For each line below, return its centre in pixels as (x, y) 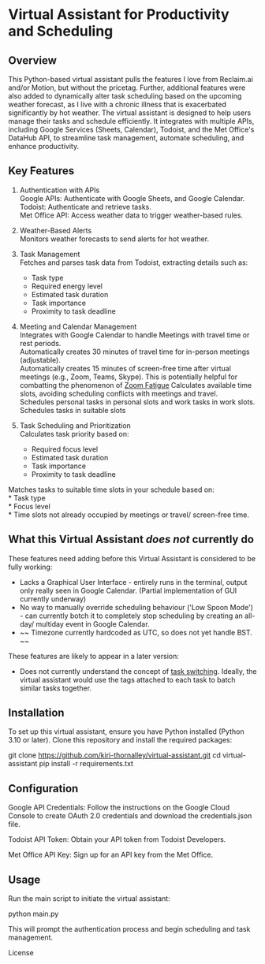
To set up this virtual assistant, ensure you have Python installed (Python (126, 731)
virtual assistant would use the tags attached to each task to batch (127, 679)
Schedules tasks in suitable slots (73, 410)
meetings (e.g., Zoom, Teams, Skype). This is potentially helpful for (129, 377)
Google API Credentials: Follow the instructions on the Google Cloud (119, 808)
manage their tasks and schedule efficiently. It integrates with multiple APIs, (131, 121)
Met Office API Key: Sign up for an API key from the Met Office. (111, 855)
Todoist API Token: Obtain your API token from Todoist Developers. (117, 839)
